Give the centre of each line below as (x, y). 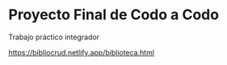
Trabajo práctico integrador (54, 37)
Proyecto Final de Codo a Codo (114, 15)
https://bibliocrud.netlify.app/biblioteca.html (82, 52)
